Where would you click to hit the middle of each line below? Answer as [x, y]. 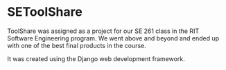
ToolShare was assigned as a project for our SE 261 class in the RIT [103, 31]
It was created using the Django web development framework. [96, 58]
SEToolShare [45, 12]
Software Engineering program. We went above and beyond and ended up [113, 38]
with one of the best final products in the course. [77, 45]
